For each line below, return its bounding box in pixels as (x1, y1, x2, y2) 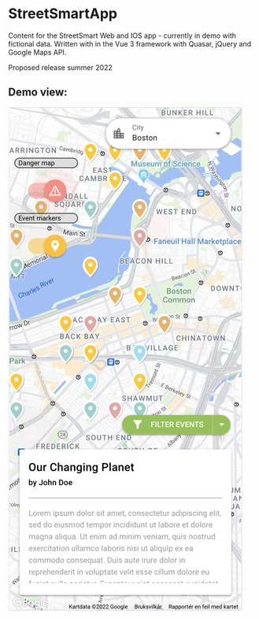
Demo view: (8, 86, 68, 99)
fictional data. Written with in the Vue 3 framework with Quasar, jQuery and (8, 39, 252, 48)
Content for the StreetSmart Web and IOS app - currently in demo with (8, 31, 237, 40)
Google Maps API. (8, 47, 67, 57)
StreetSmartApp (8, 5, 118, 23)
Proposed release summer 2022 (8, 62, 113, 72)
